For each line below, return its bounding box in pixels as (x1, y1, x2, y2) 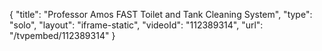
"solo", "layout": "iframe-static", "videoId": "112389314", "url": (9, 19, 264, 31)
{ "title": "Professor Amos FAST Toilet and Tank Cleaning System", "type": (9, 9, 313, 20)
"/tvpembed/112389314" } (9, 30, 116, 41)
